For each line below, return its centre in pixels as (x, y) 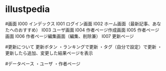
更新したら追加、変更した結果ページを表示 (49, 53)
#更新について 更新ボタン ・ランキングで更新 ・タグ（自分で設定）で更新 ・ (84, 46)
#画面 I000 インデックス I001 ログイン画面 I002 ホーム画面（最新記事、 (79, 23)
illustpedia (28, 9)
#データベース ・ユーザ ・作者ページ (43, 63)
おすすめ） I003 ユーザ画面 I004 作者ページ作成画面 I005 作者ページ (89, 30)
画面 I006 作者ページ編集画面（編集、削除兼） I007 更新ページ (70, 36)
